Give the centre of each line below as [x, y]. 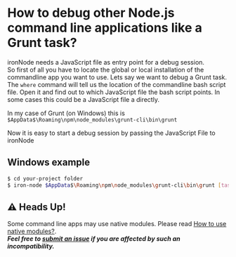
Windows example [48, 163]
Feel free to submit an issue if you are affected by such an [94, 239]
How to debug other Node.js [91, 13]
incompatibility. [31, 246]
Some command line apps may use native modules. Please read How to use [117, 224]
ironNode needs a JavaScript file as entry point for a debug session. [106, 62]
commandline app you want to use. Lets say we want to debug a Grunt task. [117, 77]
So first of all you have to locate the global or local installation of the [106, 70]
